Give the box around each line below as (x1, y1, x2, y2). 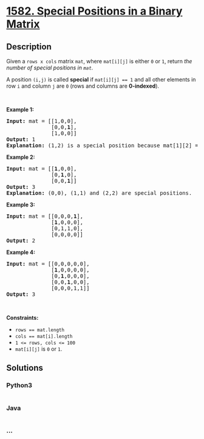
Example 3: (6, 201, 35, 208)
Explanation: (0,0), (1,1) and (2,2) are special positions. (6, 190, 192, 196)
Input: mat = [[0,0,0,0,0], (6, 261, 90, 267)
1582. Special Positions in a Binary (6, 4, 183, 18)
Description (6, 41, 52, 52)
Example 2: (6, 153, 35, 161)
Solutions (6, 363, 44, 373)
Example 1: (6, 106, 35, 113)
